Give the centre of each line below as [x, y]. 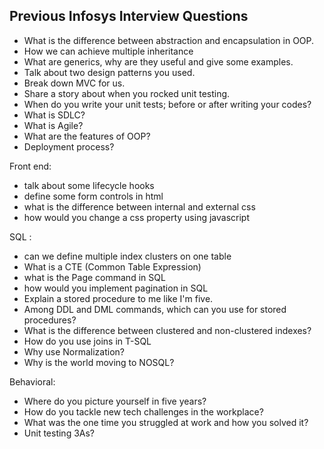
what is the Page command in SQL [94, 277]
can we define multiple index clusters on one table [127, 256]
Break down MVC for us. [74, 83]
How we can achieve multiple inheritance [108, 51]
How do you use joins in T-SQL [87, 341]
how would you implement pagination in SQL [116, 288]
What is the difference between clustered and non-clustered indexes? [167, 330]
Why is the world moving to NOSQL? [99, 362]
